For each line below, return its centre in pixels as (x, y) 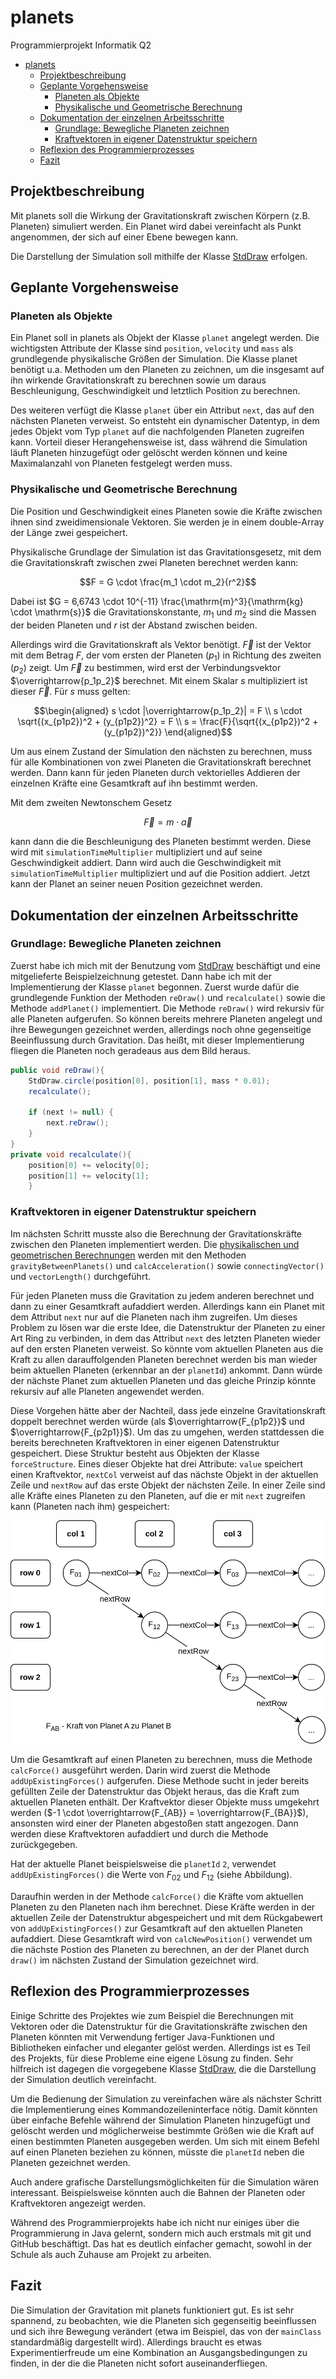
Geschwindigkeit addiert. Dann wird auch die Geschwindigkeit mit (146, 863)
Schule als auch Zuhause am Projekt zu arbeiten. (111, 2254)
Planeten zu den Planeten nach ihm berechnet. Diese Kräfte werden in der (163, 1907)
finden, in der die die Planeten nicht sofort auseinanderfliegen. (139, 2363)
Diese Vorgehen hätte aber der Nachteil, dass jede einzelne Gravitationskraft (168, 1410)
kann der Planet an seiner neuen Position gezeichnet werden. (136, 884)
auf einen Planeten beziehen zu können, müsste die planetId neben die (157, 2152)
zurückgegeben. (44, 1845)
